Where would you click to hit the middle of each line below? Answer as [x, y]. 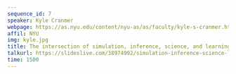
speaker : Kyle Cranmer [40, 20]
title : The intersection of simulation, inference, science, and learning [119, 47]
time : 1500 [23, 60]
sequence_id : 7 [29, 14]
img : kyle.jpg [28, 40]
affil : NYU [23, 33]
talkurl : [20, 54]
